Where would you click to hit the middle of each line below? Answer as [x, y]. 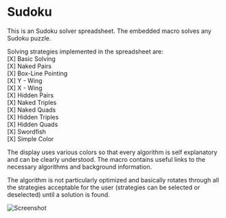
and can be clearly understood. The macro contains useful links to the [106, 159]
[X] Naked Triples [32, 102]
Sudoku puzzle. [29, 38]
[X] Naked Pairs [30, 66]
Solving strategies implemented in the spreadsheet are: [85, 51]
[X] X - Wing [25, 88]
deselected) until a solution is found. [58, 194]
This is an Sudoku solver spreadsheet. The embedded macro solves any [109, 31]
